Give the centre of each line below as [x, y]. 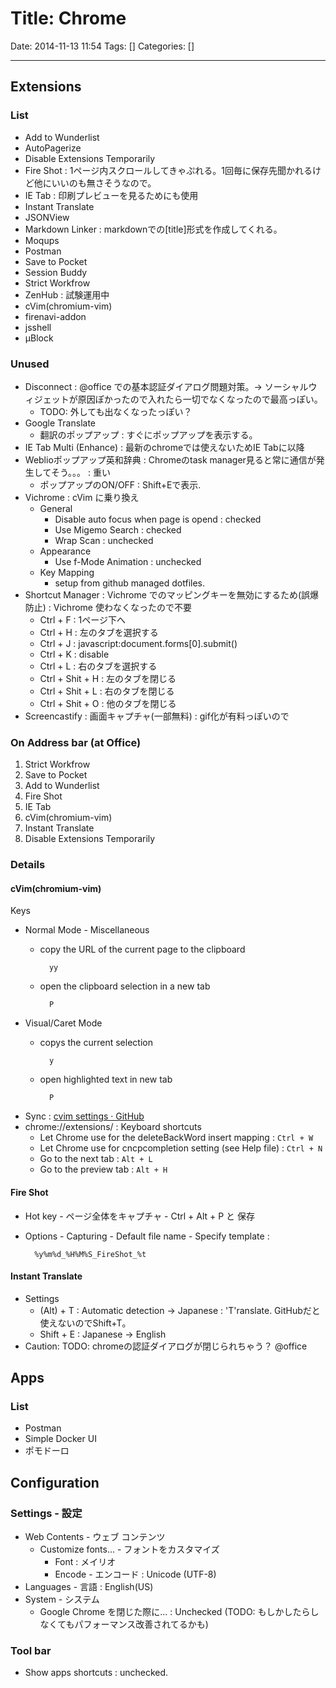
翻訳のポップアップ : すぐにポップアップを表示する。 [148, 434]
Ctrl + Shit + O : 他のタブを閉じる [108, 703]
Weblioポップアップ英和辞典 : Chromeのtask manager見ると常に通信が [170, 459]
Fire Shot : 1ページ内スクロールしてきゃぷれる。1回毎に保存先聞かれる [168, 170]
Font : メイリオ [85, 1562]
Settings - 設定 [46, 1513]
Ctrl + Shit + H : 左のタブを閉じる [108, 678]
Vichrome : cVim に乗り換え [82, 497]
